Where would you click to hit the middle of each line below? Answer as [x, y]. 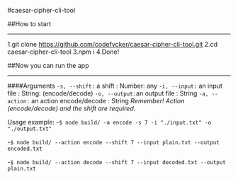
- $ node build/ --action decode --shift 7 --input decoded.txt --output [117, 162]
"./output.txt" [30, 129]
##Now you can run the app [48, 65]
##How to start [29, 24]
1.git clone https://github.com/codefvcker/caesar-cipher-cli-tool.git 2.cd [113, 44]
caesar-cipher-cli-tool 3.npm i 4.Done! [63, 52]
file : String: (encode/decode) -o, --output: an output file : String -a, [108, 93]
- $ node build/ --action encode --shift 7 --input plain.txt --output [113, 142]
